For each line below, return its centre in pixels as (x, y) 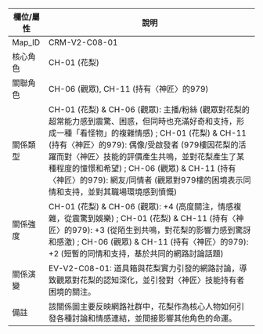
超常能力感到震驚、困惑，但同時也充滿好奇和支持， (142, 121)
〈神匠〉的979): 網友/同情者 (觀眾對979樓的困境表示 (146, 180)
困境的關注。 (72, 292)
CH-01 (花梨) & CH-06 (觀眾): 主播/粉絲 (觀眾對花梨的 (149, 109)
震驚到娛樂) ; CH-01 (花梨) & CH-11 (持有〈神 (158, 218)
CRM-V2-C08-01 (83, 42)
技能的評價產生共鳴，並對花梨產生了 (170, 156)
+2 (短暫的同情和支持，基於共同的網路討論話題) (136, 254)
